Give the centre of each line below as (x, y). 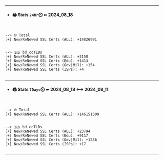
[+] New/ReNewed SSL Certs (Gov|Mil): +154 (50, 65)
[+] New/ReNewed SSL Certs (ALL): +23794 (48, 131)
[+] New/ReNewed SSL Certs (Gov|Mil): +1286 (51, 140)
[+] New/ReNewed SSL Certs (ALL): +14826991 (51, 40)
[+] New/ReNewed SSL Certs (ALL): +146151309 (52, 114)
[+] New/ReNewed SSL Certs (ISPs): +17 (46, 144)
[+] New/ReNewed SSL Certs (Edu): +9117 (47, 136)
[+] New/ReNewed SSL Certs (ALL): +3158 (47, 57)
